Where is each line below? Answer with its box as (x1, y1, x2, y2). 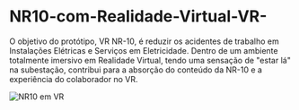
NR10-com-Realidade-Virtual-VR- (9, 6, 268, 27)
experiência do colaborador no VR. (9, 73, 138, 84)
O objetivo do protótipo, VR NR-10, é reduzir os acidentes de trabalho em (9, 36, 280, 47)
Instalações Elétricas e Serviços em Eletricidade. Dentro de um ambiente (9, 45, 278, 55)
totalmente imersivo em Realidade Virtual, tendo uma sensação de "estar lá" (9, 55, 292, 65)
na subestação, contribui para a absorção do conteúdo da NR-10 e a (9, 64, 263, 75)
